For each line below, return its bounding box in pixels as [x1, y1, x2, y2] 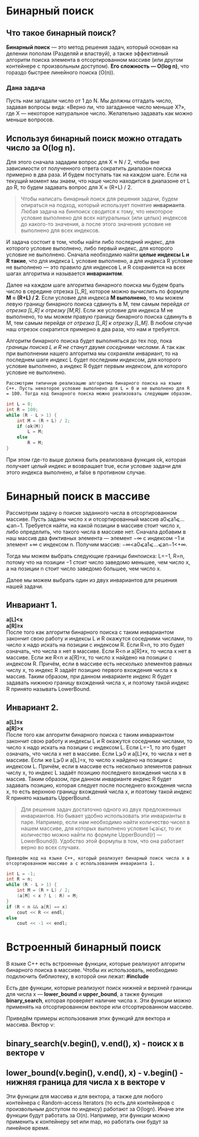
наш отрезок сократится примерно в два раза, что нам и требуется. [6, 326, 180, 333]
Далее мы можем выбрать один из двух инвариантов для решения [6, 576, 178, 583]
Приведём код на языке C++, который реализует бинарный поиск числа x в [6, 855, 190, 861]
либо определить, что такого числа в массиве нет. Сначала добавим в [6, 528, 186, 535]
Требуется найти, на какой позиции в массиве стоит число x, [24, 522, 181, 529]
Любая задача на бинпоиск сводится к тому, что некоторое [20, 208, 173, 215]
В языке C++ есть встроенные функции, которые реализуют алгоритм [6, 960, 185, 968]
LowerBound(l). [20, 837, 59, 844]
